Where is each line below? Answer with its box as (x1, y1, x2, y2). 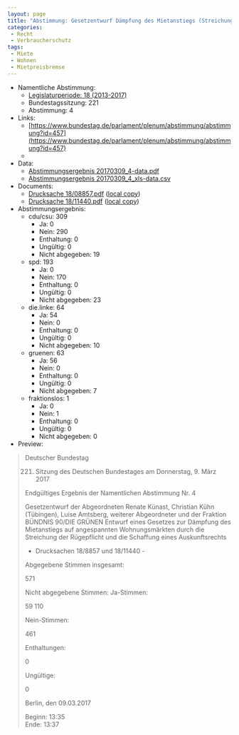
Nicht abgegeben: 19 (38, 250, 100, 258)
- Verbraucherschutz (10, 37, 72, 44)
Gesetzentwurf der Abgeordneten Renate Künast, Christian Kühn (24, 502, 215, 511)
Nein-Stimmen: (24, 615, 70, 624)
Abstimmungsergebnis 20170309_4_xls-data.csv (28, 174, 171, 183)
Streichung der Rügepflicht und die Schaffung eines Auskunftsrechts (24, 532, 227, 541)
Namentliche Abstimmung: (17, 83, 96, 91)
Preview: (17, 440, 44, 448)
